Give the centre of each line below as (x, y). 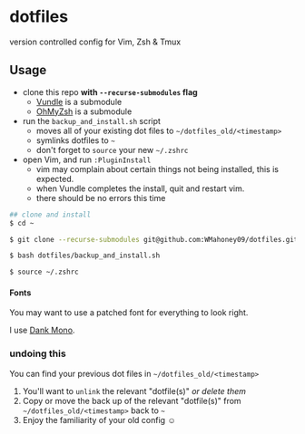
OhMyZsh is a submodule (84, 111)
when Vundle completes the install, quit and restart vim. (140, 188)
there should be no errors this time (101, 198)
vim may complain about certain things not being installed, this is (157, 169)
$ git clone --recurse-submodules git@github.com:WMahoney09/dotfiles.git (154, 239)
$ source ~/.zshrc (44, 272)
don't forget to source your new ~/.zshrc (112, 149)
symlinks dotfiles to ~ (75, 140)
